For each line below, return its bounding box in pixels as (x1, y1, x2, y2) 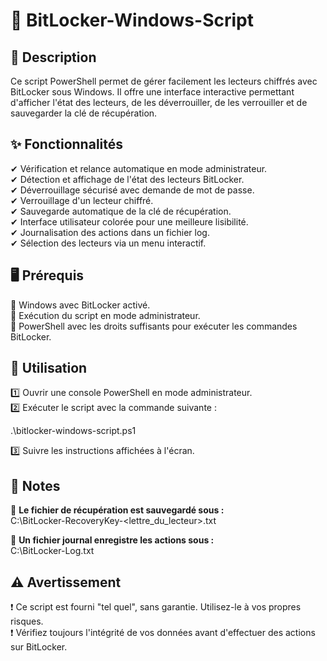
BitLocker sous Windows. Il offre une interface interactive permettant (10, 86, 295, 98)
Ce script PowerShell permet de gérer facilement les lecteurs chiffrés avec (10, 75, 318, 87)
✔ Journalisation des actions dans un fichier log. (10, 226, 210, 238)
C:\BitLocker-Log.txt (10, 545, 95, 557)
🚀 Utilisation (10, 360, 88, 377)
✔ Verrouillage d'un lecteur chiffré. (10, 194, 154, 206)
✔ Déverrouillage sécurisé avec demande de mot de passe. (10, 184, 255, 196)
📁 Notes (10, 477, 61, 494)
